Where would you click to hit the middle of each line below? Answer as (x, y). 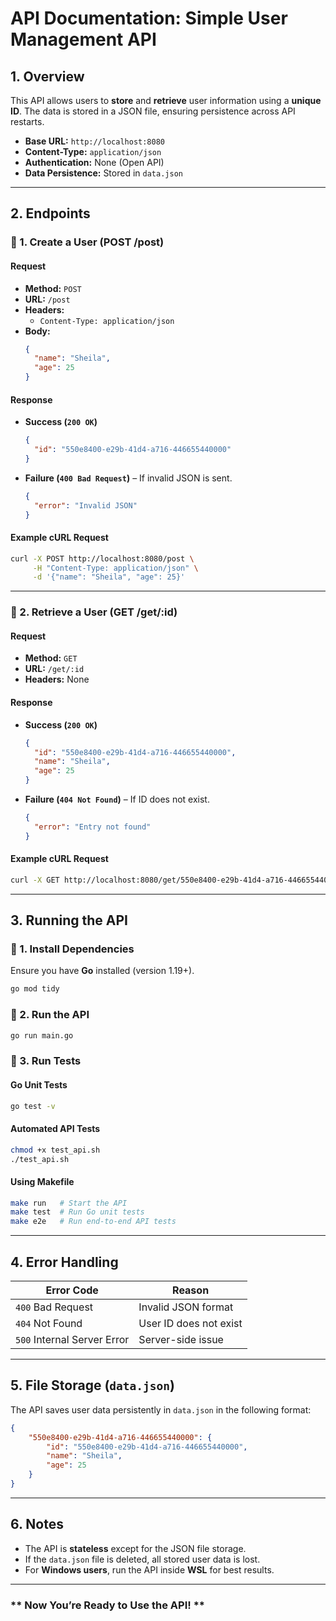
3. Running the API (69, 920)
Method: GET (51, 658)
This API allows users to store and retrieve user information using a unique (166, 100)
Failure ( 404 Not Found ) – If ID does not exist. (117, 799)
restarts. (27, 121)
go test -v (33, 1106)
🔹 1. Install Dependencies (72, 949)
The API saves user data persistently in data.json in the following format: (161, 1409)
